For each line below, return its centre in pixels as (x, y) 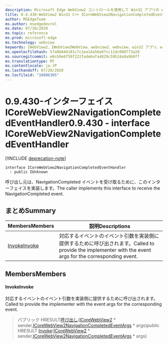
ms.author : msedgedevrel (31, 24)
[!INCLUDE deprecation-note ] (36, 158)
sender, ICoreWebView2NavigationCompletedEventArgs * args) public (88, 325)
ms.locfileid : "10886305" (32, 75)
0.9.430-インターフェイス (59, 102)
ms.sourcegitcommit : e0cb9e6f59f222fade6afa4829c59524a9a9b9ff (72, 56)
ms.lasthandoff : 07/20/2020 (34, 71)
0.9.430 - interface (109, 123)
